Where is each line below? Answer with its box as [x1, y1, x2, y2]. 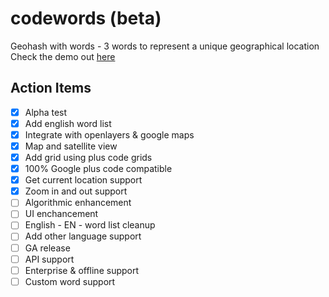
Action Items [10, 80, 92, 97]
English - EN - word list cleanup [24, 219, 156, 231]
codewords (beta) [10, 7, 162, 30]
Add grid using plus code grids [24, 152, 153, 163]
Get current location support [24, 174, 143, 186]
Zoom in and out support [24, 185, 128, 197]
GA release [24, 242, 71, 254]
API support [24, 253, 75, 265]
